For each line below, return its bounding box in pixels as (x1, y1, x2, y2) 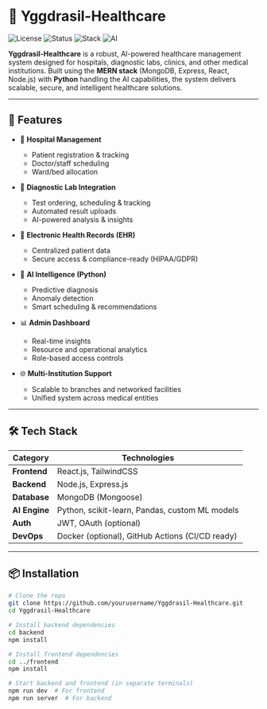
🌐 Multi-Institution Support (19, 368, 113, 378)
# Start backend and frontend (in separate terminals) (8, 680, 194, 687)
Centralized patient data (31, 245, 111, 255)
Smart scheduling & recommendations (31, 302, 157, 311)
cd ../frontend (8, 657, 59, 666)
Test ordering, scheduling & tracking (31, 198, 151, 207)
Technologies (122, 452, 175, 463)
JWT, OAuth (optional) (56, 517, 141, 528)
